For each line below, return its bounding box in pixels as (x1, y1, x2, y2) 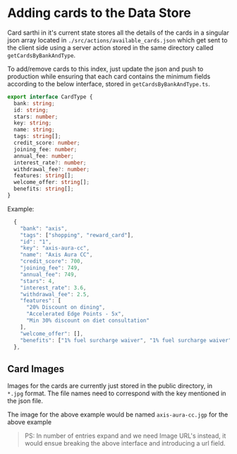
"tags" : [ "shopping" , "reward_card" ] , (20, 231, 134, 238)
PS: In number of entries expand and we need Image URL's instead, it (24, 431, 226, 440)
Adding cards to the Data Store (7, 5, 192, 21)
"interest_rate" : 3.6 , (20, 284, 87, 291)
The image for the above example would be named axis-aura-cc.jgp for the (7, 410, 229, 419)
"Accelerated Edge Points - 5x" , (25, 310, 125, 318)
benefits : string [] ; (13, 185, 74, 192)
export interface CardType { (7, 93, 93, 100)
